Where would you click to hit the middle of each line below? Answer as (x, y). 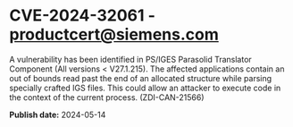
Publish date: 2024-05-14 (58, 114)
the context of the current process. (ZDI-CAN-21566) (107, 97)
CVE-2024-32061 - (83, 16)
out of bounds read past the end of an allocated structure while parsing (141, 78)
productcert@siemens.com (114, 34)
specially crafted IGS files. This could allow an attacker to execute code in (145, 88)
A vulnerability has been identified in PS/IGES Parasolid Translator (130, 59)
